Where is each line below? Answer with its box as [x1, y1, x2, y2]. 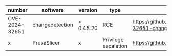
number [8, 7, 28, 13]
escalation [102, 43, 128, 49]
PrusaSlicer [32, 39, 60, 46]
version [78, 7, 98, 13]
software [41, 7, 64, 13]
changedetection [32, 21, 73, 29]
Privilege [102, 36, 124, 43]
